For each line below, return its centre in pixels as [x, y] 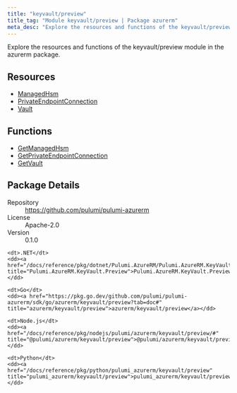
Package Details [43, 186]
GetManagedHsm [43, 148]
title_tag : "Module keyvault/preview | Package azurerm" [93, 20]
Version [18, 232]
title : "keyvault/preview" [47, 14]
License [19, 217]
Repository [23, 202]
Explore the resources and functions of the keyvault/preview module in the [116, 47]
